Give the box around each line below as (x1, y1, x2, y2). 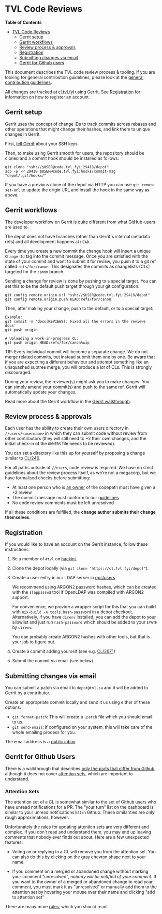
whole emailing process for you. (12, 729, 76, 735)
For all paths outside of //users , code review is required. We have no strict (5, 465, 154, 471)
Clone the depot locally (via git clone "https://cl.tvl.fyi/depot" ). (12, 565, 149, 571)
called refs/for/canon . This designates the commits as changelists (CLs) (5, 263, 150, 269)
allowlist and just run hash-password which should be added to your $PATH (12, 620, 158, 625)
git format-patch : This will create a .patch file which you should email (12, 714, 153, 719)
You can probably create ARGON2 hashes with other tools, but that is (12, 634, 150, 640)
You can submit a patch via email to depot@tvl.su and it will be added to (5, 685, 148, 690)
